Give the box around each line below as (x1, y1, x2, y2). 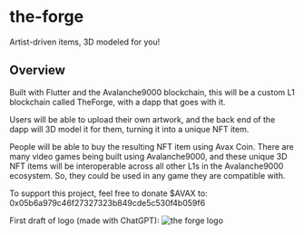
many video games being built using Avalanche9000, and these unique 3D (9, 151, 288, 162)
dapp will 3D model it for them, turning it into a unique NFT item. (9, 123, 250, 134)
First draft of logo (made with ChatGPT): (9, 215, 161, 226)
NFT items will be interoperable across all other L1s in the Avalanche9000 (9, 161, 284, 171)
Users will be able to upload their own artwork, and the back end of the (9, 113, 276, 124)
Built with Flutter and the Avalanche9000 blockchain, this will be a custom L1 (9, 86, 295, 97)
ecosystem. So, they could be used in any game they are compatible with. (9, 170, 286, 181)
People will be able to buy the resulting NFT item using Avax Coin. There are (9, 141, 294, 152)
